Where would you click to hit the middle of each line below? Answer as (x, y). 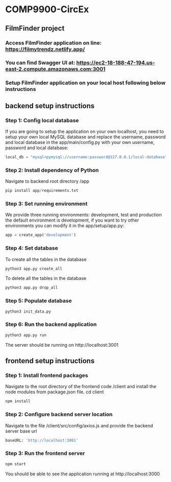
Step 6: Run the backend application (51, 324)
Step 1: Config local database (42, 120)
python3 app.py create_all (34, 269)
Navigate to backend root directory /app (47, 181)
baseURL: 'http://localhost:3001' (42, 440)
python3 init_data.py (28, 311)
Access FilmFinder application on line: (53, 43)
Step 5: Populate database (39, 301)
